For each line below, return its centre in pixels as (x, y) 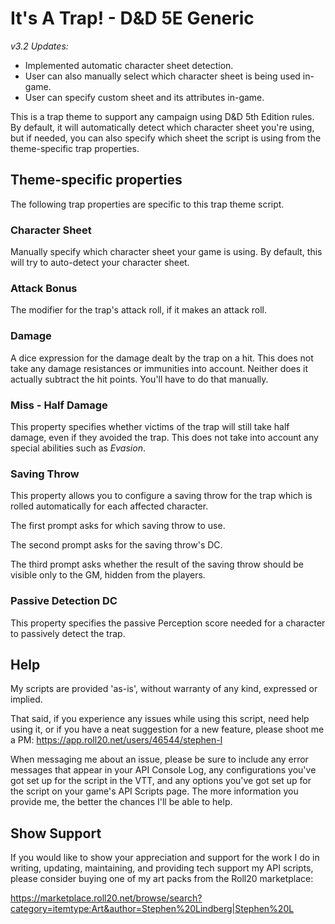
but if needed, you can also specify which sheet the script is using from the (166, 138)
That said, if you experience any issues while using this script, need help (160, 719)
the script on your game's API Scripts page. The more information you (154, 791)
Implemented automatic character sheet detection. (129, 65)
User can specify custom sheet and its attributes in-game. (144, 97)
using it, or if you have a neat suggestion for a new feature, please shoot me (167, 729)
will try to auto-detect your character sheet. (100, 263)
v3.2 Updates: (39, 46)
